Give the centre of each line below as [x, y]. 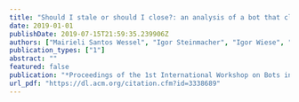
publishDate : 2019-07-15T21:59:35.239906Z [89, 34]
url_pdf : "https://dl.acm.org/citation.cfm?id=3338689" [115, 83]
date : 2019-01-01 [41, 26]
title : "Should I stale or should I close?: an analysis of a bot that [145, 17]
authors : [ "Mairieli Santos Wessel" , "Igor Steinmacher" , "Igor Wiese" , [147, 42]
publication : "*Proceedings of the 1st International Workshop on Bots [145, 75]
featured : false [39, 67]
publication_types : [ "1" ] [57, 51]
